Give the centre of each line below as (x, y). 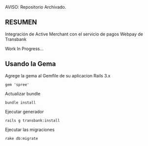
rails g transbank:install (32, 120)
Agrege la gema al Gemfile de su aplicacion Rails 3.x (58, 75)
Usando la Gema (31, 64)
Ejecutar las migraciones (30, 129)
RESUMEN (21, 22)
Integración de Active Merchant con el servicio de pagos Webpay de (74, 34)
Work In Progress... (24, 49)
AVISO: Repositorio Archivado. (36, 7)
